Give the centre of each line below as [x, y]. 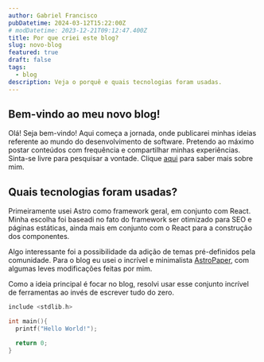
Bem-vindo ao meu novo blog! [84, 114]
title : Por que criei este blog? [64, 38]
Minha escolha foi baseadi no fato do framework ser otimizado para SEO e [130, 220]
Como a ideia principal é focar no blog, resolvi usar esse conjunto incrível [128, 284]
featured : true [33, 52]
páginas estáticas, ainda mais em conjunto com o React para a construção [130, 228]
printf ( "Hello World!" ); [56, 329]
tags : [17, 67]
